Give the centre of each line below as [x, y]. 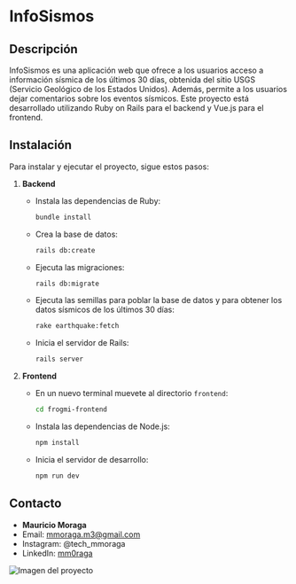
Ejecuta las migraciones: [80, 267]
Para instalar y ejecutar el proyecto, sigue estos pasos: [109, 167]
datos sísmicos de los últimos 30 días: [105, 310]
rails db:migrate [67, 284]
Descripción [43, 49]
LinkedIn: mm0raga [57, 553]
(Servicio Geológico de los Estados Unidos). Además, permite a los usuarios [148, 89]
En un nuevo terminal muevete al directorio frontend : [132, 393]
